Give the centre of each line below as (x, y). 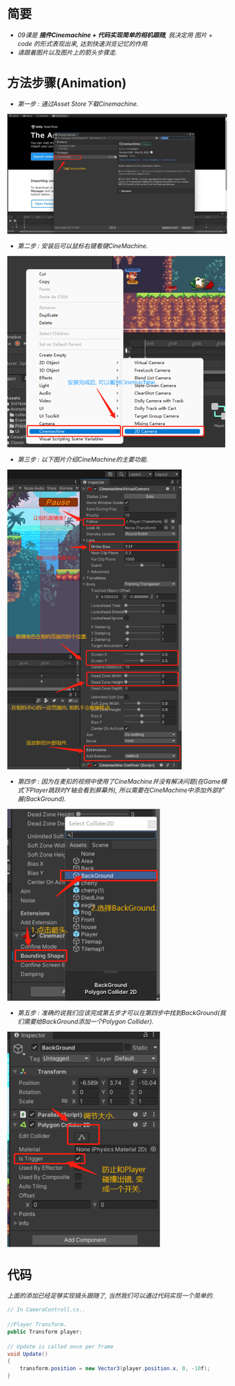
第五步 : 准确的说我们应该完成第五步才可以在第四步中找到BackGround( (119, 1013)
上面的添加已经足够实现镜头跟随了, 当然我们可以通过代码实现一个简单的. (111, 1296)
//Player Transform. (37, 1325)
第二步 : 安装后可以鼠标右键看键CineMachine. (83, 246)
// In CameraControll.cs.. (46, 1310)
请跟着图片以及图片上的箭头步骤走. (67, 52)
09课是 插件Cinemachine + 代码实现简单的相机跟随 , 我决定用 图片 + (115, 35)
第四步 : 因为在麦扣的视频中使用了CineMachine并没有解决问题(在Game (119, 781)
